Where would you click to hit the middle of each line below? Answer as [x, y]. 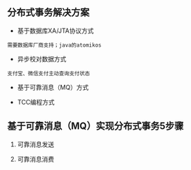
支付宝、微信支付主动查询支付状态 [49, 73]
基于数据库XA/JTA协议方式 [55, 31]
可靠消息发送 [35, 144]
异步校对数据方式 [42, 59]
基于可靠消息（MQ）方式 [53, 87]
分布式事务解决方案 [48, 13]
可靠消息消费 [35, 159]
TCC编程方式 [36, 102]
